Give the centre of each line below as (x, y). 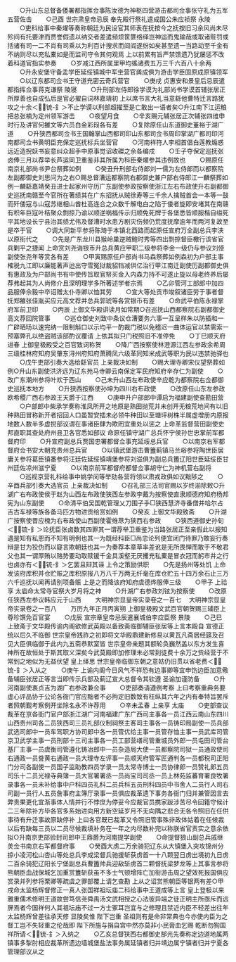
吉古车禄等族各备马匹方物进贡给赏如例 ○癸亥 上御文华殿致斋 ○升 (114, 512)
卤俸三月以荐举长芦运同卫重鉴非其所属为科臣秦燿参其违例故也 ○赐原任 (116, 160)
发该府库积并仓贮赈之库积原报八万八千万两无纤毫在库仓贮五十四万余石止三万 (118, 573)
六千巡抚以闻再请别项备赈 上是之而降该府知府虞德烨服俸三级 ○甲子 (110, 582)
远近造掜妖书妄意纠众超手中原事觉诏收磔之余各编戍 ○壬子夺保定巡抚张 (116, 151)
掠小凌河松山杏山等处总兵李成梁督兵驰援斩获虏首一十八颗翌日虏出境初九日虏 (118, 855)
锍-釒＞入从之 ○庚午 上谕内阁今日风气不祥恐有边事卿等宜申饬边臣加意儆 (118, 670)
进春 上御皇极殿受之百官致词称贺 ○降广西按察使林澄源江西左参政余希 (113, 344)
